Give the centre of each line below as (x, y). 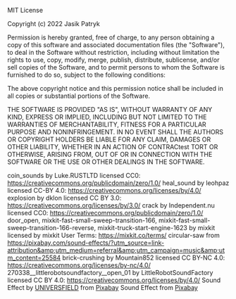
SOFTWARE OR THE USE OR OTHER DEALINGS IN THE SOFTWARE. (106, 162)
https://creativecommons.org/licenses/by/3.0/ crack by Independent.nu (111, 205)
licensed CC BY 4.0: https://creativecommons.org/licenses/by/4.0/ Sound (114, 280)
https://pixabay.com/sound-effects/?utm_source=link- (86, 243)
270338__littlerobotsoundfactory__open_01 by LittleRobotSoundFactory (110, 273)
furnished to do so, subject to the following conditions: (86, 75)
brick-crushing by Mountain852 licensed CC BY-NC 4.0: (144, 257)
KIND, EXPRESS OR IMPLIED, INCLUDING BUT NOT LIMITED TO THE (107, 117)
